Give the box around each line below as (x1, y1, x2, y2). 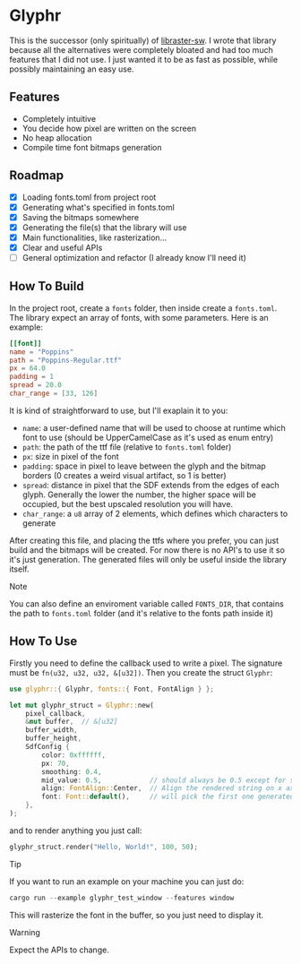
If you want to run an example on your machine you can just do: (9, 875, 245, 887)
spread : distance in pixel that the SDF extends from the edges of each (21, 479, 279, 490)
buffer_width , (25, 726, 78, 735)
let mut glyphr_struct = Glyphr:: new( (9, 701, 154, 710)
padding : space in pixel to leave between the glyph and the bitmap (21, 460, 266, 471)
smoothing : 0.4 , (41, 767, 102, 776)
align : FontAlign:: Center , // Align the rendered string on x (41, 784, 282, 793)
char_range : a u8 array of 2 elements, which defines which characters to (21, 508, 288, 519)
